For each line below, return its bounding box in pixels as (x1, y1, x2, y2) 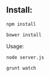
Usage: (6, 42, 24, 50)
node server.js (6, 54, 45, 61)
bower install (6, 32, 42, 38)
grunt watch (6, 65, 36, 71)
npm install (6, 21, 36, 27)
